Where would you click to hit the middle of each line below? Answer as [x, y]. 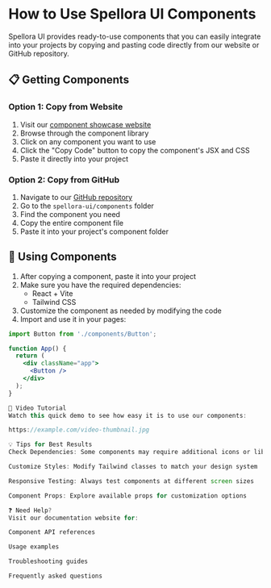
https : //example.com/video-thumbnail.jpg [79, 430]
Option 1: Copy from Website [66, 107]
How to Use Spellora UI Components [132, 14]
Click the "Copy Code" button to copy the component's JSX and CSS [135, 150]
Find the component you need [70, 214]
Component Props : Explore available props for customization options [128, 496]
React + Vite [52, 293]
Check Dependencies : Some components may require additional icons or [129, 452]
